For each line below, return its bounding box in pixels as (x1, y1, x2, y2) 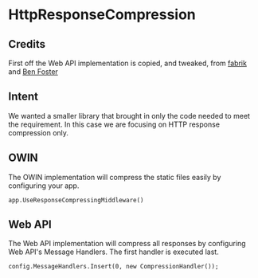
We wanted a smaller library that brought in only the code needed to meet (8, 111, 251, 120)
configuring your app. (8, 181, 80, 190)
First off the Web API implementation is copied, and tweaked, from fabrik (8, 58, 247, 68)
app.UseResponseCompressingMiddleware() (8, 196, 145, 204)
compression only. (8, 127, 69, 137)
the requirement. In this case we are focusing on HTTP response (8, 119, 221, 129)
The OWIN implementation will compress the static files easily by (8, 172, 221, 182)
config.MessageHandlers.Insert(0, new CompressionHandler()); (8, 263, 219, 271)
